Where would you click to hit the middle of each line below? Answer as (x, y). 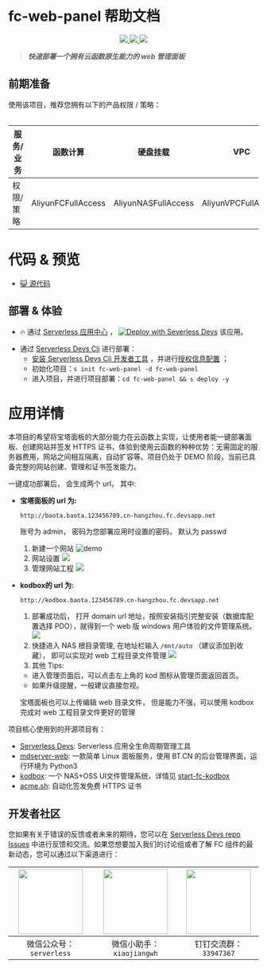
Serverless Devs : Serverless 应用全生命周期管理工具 (105, 747)
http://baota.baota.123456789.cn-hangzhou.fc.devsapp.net (118, 516)
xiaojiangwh (135, 954)
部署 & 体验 (35, 311)
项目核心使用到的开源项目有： (57, 729)
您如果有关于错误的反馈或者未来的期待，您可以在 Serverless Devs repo (124, 834)
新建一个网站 (52, 549)
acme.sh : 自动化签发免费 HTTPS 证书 (81, 786)
